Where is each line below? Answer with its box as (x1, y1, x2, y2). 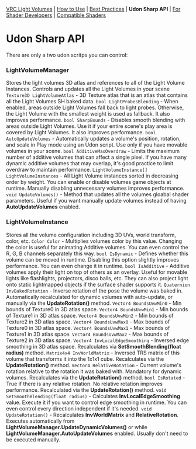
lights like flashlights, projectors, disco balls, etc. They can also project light (6, 274, 188, 281)
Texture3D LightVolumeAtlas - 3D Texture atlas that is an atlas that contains (6, 92, 188, 99)
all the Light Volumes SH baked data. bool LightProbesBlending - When (6, 98, 178, 105)
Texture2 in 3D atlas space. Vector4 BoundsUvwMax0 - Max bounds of (6, 318, 170, 325)
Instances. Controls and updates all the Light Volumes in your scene (6, 85, 170, 93)
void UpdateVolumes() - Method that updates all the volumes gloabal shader (6, 191, 189, 198)
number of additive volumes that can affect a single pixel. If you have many (6, 154, 187, 161)
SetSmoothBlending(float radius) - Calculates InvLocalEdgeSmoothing (6, 392, 180, 399)
